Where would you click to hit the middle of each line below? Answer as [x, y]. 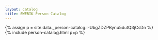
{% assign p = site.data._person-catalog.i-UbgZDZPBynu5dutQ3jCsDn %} [79, 27]
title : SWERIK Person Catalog [36, 14]
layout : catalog [21, 9]
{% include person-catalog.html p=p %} [45, 32]
